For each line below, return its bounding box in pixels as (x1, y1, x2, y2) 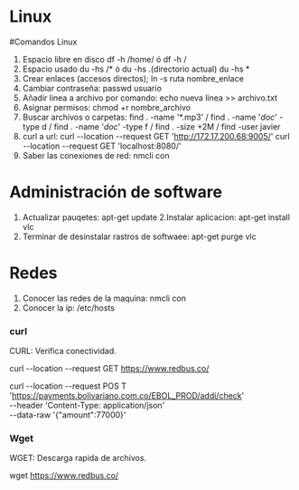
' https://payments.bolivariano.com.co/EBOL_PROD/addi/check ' (9, 390, 245, 401)
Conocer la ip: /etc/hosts (22, 302, 116, 313)
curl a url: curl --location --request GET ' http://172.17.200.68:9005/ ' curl (22, 130, 291, 141)
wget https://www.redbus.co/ (9, 470, 119, 481)
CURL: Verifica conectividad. (9, 346, 117, 357)
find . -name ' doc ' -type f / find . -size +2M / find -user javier (53, 120, 281, 132)
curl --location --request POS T (9, 380, 126, 391)
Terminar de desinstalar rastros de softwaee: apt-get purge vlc (22, 231, 257, 242)
